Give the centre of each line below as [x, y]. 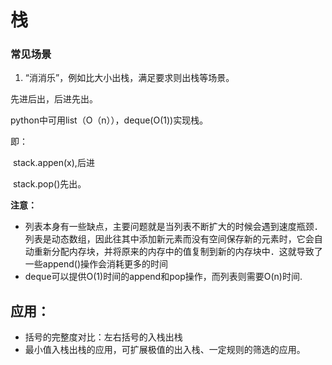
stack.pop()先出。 [49, 184]
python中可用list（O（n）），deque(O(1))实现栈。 [109, 120]
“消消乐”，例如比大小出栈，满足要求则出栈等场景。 [129, 78]
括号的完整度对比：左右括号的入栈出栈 [103, 337]
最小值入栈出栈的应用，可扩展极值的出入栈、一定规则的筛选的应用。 [165, 350]
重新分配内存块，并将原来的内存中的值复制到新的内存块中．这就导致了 [178, 252]
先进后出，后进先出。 [54, 99]
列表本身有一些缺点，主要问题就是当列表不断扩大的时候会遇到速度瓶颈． [173, 227]
